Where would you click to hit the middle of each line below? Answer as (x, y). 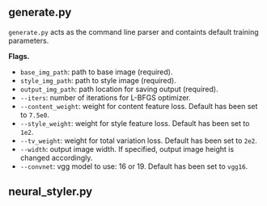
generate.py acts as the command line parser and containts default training (133, 32)
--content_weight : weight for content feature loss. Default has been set (139, 106)
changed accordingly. (56, 158)
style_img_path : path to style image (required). (98, 80)
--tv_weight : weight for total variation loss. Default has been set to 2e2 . (138, 141)
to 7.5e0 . (35, 115)
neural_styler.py (51, 192)
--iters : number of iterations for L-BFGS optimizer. (106, 97)
